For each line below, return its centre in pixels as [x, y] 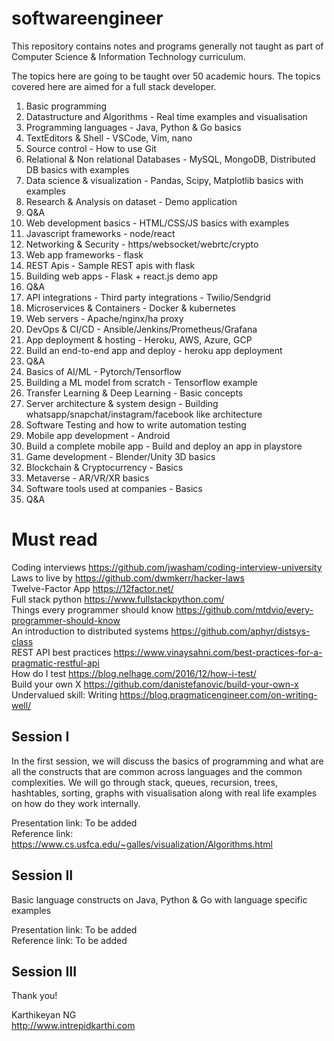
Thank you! [34, 996]
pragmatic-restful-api [55, 663]
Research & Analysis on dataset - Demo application [131, 201]
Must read [54, 539]
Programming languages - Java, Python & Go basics [133, 127]
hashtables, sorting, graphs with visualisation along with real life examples [164, 793]
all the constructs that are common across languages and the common [157, 771]
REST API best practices [61, 652]
